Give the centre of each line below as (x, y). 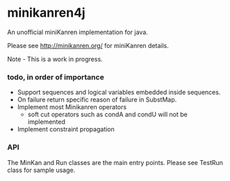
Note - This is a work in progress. (55, 59)
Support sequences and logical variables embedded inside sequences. (119, 93)
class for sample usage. (41, 170)
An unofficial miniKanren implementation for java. (77, 32)
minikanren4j (46, 13)
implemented (47, 122)
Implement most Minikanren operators (72, 107)
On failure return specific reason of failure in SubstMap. (97, 100)
